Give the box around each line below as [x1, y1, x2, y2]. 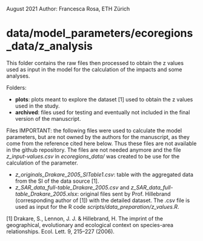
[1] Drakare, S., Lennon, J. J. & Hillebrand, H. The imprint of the [6, 215, 164, 222]
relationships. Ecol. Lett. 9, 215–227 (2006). [6, 228, 115, 235]
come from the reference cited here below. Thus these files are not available [6, 140, 197, 147]
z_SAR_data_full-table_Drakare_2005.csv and [15, 183, 130, 191]
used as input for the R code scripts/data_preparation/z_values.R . [15, 203, 180, 210]
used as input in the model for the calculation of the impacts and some [6, 66, 182, 73]
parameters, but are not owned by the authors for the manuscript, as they [6, 133, 190, 140]
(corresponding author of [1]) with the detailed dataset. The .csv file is [15, 197, 190, 204]
